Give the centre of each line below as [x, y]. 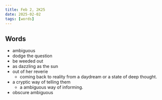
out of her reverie [30, 71]
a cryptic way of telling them [41, 82]
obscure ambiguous [33, 93]
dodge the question [32, 56]
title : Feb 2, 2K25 [25, 10]
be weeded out [28, 61]
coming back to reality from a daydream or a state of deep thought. [88, 77]
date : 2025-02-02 [23, 14]
